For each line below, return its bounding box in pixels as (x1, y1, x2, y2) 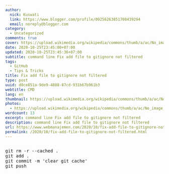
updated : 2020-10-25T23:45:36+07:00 (5, 49, 82, 54)
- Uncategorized (10, 31, 44, 36)
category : (5, 26, 26, 31)
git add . (5, 153, 29, 159)
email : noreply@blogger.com (10, 21, 69, 27)
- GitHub (10, 64, 28, 69)
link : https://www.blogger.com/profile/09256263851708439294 (10, 17, 141, 22)
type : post (5, 78, 28, 83)
